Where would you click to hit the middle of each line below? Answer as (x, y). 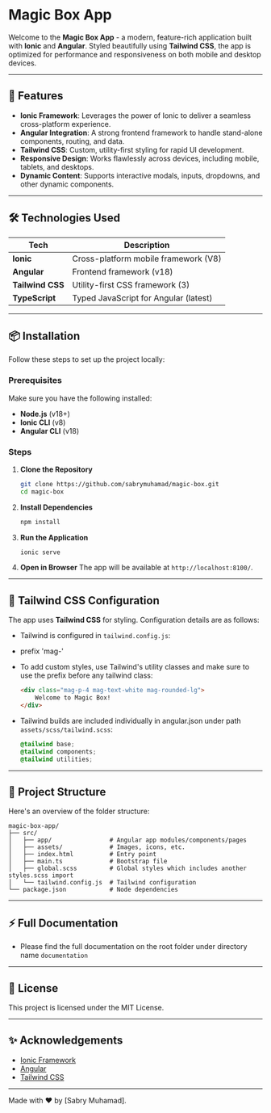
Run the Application (54, 537)
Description (147, 245)
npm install (40, 522)
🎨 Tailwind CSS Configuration (84, 601)
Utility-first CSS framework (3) (131, 284)
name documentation (54, 955)
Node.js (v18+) (45, 414)
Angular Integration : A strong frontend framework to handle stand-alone (141, 132)
